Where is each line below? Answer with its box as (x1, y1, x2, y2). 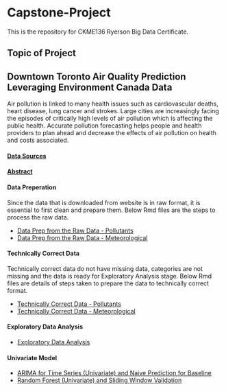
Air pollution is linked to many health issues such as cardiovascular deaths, (7, 99, 219, 108)
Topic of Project (7, 47, 77, 59)
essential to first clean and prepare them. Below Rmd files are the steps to (7, 206, 216, 214)
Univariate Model (7, 353, 58, 362)
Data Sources (7, 152, 47, 160)
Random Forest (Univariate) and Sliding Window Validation (16, 376, 182, 385)
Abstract (7, 167, 33, 176)
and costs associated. (7, 136, 69, 145)
